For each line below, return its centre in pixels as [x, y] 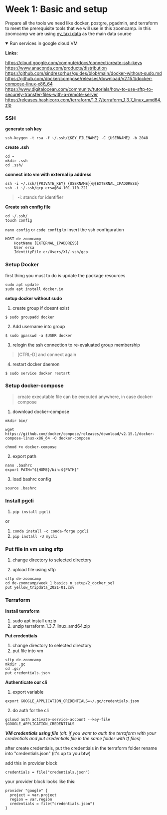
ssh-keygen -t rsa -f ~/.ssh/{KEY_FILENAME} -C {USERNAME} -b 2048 [77, 138]
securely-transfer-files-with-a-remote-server [52, 94]
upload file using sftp [34, 570]
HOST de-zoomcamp [23, 239]
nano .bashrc [19, 465]
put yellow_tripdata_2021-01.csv [40, 588]
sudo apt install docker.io [34, 289]
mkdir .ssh [16, 161]
